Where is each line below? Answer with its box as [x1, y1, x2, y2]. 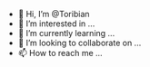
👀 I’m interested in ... [17, 18, 95, 29]
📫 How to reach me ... [17, 48, 103, 58]
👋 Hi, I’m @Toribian [17, 9, 90, 19]
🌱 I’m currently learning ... [17, 28, 115, 38]
